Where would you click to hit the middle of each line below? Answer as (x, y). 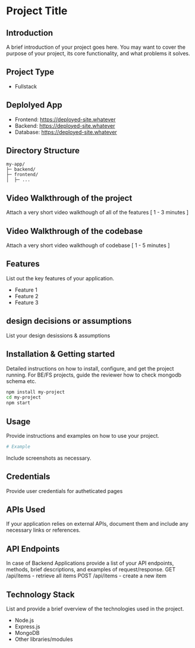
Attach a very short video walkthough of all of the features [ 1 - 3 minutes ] (97, 213)
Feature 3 (26, 302)
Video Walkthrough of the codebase (75, 231)
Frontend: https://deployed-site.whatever (65, 119)
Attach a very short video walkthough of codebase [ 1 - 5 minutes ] (88, 245)
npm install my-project (36, 392)
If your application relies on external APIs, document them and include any (97, 524)
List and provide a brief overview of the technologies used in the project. (95, 609)
